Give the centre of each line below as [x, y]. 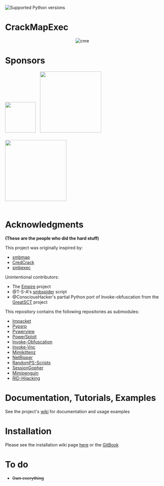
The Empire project [32, 287]
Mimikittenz [24, 352]
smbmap [21, 257]
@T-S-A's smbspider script [39, 291]
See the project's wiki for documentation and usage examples [68, 411]
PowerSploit [24, 336]
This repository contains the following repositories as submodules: [72, 311]
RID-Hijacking [26, 378]
